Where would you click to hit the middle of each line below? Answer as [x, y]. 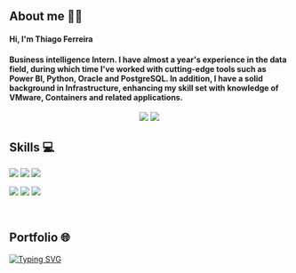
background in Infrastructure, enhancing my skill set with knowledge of [144, 88]
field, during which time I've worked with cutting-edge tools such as [138, 68]
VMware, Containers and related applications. [96, 97]
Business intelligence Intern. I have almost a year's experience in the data [148, 60]
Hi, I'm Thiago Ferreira [51, 39]
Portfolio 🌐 [40, 238]
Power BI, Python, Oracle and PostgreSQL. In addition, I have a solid [136, 78]
